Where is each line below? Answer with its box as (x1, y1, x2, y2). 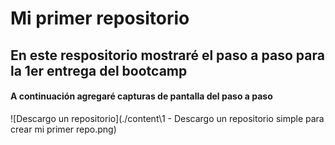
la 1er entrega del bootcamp (10, 62, 188, 79)
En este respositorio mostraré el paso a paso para (10, 47, 325, 64)
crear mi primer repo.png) (10, 123, 117, 135)
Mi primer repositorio (10, 7, 190, 30)
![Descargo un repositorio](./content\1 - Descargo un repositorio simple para (10, 112, 325, 124)
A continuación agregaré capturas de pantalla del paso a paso (10, 90, 273, 102)
